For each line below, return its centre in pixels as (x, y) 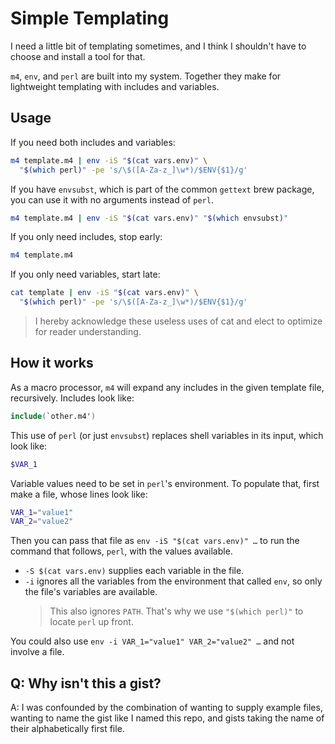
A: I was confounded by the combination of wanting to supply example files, (166, 708)
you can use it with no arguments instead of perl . (112, 199)
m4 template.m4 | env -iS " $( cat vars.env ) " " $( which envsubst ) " (149, 218)
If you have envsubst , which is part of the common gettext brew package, (162, 189)
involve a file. (37, 652)
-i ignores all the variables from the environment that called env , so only (173, 581)
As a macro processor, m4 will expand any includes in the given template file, (167, 387)
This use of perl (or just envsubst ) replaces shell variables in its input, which (167, 435)
